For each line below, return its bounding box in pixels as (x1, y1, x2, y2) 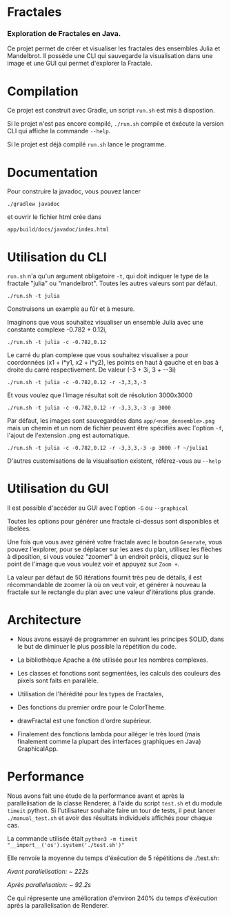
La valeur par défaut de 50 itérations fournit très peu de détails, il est (7, 573, 202, 582)
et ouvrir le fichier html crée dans (7, 213, 102, 221)
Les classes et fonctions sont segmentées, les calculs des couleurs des (17, 669, 221, 678)
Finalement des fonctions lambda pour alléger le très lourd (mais (17, 730, 201, 738)
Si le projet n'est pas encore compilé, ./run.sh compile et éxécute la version (7, 120, 224, 128)
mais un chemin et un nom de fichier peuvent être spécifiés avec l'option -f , (7, 424, 224, 432)
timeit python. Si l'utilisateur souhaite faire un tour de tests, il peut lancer (7, 806, 216, 815)
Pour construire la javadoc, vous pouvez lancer (7, 187, 141, 195)
